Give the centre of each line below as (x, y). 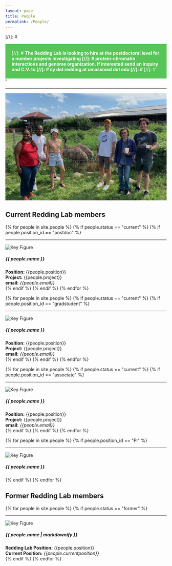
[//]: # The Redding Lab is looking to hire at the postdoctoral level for (86, 53)
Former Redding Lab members (55, 496)
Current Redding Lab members (56, 215)
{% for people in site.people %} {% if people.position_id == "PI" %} (76, 440)
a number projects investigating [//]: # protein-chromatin (74, 58)
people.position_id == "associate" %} (45, 375)
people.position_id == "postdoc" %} (44, 232)
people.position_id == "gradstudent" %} (48, 304)
